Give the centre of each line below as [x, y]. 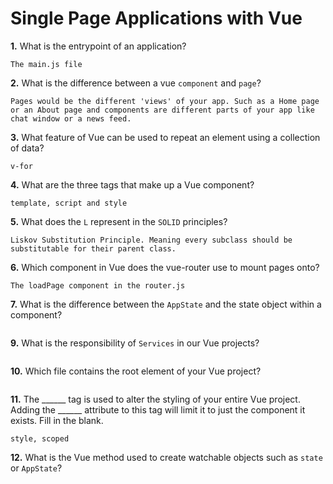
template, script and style [69, 203]
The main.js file [46, 64]
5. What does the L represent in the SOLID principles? [119, 221]
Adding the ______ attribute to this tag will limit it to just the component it [158, 409]
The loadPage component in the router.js [98, 285]
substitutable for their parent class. [93, 248]
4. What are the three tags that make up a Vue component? [132, 184]
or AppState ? [36, 468]
